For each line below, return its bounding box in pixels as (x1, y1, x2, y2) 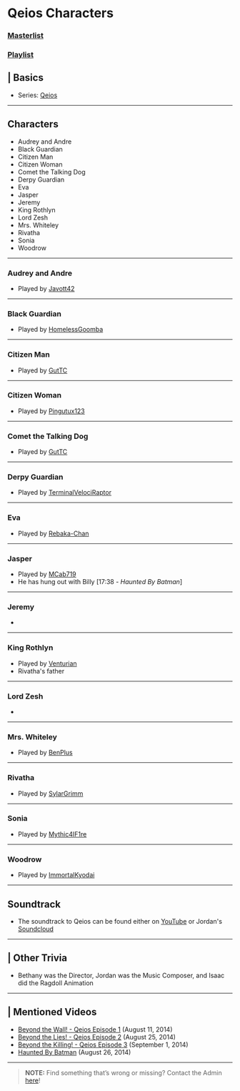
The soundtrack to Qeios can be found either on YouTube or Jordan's (17, 917, 223, 925)
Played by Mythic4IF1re (17, 829, 87, 838)
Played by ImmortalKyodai (17, 871, 95, 879)
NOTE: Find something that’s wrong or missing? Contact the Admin (24, 1068, 223, 1077)
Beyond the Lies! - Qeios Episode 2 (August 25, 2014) (17, 1032, 176, 1041)
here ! (24, 1076, 41, 1085)
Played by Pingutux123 (17, 406, 86, 415)
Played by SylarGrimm (17, 789, 84, 798)
